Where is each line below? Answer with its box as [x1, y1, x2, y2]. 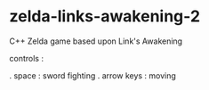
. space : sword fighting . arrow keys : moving [9, 70, 176, 81]
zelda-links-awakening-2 [9, 6, 201, 27]
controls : [9, 53, 44, 63]
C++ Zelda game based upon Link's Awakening [9, 36, 183, 46]
